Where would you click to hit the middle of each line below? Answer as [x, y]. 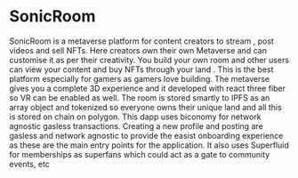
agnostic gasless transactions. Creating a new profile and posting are [137, 125]
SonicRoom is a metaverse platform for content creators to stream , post [141, 41]
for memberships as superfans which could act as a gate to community [140, 154]
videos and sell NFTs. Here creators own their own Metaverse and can [138, 50]
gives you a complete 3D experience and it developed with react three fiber [148, 88]
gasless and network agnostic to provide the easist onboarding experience [146, 135]
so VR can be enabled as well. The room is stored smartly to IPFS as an [140, 97]
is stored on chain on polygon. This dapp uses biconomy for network [135, 117]
